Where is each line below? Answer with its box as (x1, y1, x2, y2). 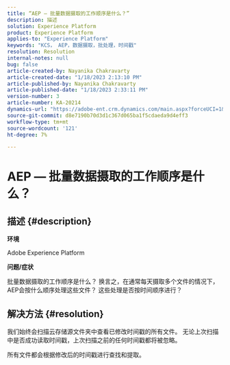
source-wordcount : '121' (7, 125, 78, 132)
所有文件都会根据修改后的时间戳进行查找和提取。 (7, 351, 145, 359)
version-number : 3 (7, 93, 60, 100)
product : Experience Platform (7, 29, 94, 36)
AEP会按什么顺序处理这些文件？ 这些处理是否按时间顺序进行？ (7, 286, 183, 294)
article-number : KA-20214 (7, 99, 81, 106)
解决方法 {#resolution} (7, 308, 104, 320)
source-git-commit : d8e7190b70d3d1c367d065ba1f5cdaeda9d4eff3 (7, 112, 188, 119)
